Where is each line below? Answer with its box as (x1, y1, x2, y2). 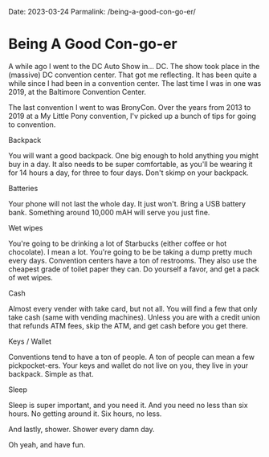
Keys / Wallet (8, 337, 52, 346)
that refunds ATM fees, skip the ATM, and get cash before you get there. (8, 320, 248, 330)
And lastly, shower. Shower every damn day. (8, 424, 155, 434)
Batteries (8, 183, 39, 193)
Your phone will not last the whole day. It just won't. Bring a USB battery (8, 198, 247, 208)
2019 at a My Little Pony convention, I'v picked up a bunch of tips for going (8, 111, 257, 120)
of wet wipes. (8, 272, 54, 282)
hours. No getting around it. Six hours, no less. (8, 409, 162, 418)
